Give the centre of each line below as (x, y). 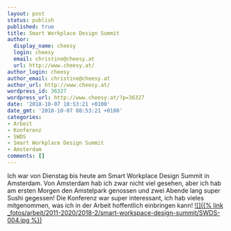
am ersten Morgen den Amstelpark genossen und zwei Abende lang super (114, 190)
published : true (31, 26)
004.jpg (18, 220)
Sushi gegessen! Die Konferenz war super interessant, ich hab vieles (105, 198)
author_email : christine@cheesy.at (59, 78)
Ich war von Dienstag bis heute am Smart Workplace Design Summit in (109, 175)
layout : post (26, 14)
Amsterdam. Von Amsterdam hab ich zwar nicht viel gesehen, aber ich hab (114, 183)
